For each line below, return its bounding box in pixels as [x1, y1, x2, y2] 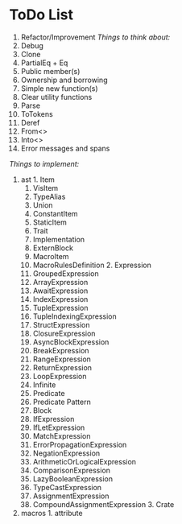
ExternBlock [32, 243, 73, 253]
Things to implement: [9, 159, 80, 168]
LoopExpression [32, 371, 87, 381]
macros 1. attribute [20, 508, 83, 518]
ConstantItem [32, 208, 79, 218]
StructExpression [32, 320, 90, 329]
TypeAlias [32, 192, 66, 201]
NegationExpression [32, 448, 101, 458]
